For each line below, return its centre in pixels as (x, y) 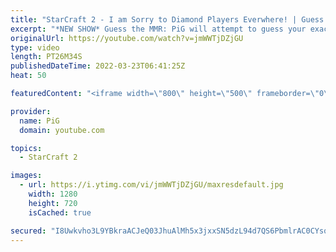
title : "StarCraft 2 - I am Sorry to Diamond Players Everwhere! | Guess (167, 19)
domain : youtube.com (62, 130)
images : (26, 176)
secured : (28, 231)
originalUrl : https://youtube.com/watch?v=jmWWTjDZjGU (127, 38)
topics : (26, 148)
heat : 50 (28, 76)
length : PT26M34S (46, 57)
